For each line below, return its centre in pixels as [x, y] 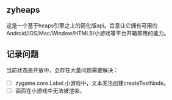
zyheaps [23, 10]
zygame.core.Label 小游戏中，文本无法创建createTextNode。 [92, 83]
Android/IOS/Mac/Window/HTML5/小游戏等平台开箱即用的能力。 [88, 33]
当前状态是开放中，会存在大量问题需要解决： [63, 70]
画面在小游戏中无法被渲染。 [50, 90]
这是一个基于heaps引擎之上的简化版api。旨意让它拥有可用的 [82, 25]
